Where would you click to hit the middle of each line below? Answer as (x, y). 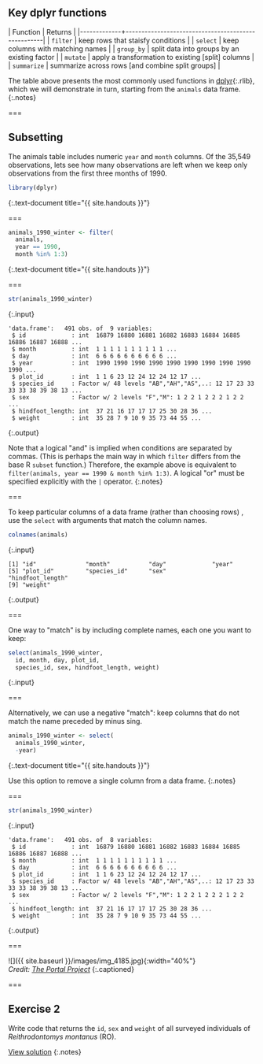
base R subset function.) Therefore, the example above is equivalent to (122, 465)
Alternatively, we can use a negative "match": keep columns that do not (124, 713)
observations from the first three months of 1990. (88, 173)
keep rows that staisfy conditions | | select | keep (159, 40)
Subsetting (36, 137)
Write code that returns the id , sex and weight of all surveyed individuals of (130, 1028)
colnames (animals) (38, 535)
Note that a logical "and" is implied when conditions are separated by (120, 447)
